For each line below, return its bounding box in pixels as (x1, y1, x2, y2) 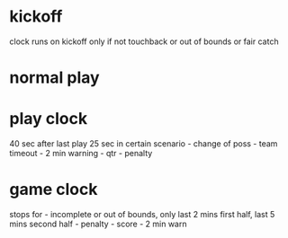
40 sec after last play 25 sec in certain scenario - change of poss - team (9, 138, 278, 149)
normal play (9, 67, 101, 88)
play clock (9, 109, 88, 129)
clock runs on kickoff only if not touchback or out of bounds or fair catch (9, 36, 279, 47)
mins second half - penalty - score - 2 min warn (9, 218, 187, 229)
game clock (9, 180, 98, 199)
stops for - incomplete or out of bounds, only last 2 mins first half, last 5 (9, 209, 275, 219)
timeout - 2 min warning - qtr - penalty (9, 148, 153, 159)
